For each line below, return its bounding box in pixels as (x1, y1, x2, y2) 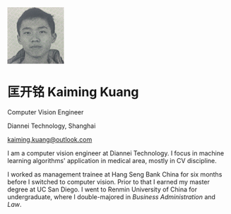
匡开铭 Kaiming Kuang (7, 84, 139, 100)
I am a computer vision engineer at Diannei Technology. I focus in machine (7, 148, 225, 157)
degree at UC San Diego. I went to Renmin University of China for (7, 185, 198, 194)
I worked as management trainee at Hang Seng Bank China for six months (7, 170, 223, 179)
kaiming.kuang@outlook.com (7, 135, 93, 143)
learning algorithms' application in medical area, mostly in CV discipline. (7, 156, 217, 165)
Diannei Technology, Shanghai (7, 121, 96, 130)
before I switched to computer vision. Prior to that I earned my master (7, 177, 211, 186)
